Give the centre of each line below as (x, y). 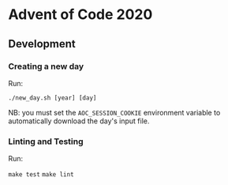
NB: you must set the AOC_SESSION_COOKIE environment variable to (114, 112)
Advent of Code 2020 (80, 15)
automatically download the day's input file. (79, 121)
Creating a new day (46, 66)
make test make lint (41, 175)
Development (42, 44)
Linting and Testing (46, 142)
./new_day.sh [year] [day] (52, 98)
